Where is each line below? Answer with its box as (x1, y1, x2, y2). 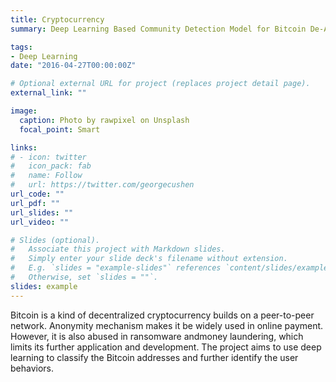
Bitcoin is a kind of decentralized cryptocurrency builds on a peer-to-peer (10, 309, 315, 321)
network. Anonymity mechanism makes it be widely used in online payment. (10, 319, 324, 331)
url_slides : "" (10, 207, 74, 218)
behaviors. (10, 362, 55, 374)
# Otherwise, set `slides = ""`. (10, 272, 159, 282)
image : (10, 106, 38, 116)
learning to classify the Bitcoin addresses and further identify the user (10, 351, 299, 363)
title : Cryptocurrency (10, 14, 105, 25)
